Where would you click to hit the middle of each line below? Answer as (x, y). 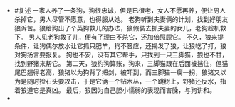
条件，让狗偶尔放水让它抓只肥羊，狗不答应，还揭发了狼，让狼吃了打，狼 (120, 46)
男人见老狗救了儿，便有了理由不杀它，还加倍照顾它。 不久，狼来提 (126, 37)
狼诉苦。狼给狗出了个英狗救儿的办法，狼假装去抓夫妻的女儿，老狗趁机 (117, 28)
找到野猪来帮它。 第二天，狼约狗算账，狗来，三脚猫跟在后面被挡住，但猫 (121, 63)
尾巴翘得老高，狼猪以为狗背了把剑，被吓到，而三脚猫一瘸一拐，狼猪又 (117, 72)
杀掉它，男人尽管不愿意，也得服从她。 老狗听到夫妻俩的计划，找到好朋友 (121, 19)
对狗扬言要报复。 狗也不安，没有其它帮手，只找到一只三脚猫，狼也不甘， (121, 55)
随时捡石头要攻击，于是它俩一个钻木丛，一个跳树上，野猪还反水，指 (126, 81)
